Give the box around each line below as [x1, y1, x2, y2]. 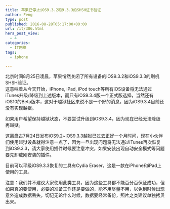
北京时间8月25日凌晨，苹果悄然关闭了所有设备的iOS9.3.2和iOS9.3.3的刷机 [5, 73, 160, 79]
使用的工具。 [5, 169, 32, 175]
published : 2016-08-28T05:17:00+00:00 [5, 21, 87, 27]
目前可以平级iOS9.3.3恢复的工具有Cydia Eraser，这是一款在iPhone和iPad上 [5, 162, 162, 169]
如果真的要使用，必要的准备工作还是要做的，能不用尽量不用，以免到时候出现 [5, 186, 165, 192]
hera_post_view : [5, 31, 39, 36]
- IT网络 [10, 45, 27, 50]
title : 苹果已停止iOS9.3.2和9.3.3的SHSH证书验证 [5, 7, 101, 13]
